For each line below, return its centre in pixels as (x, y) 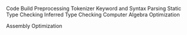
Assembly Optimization (34, 26)
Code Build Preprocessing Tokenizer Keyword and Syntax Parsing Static (94, 8)
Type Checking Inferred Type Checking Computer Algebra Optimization (93, 15)
